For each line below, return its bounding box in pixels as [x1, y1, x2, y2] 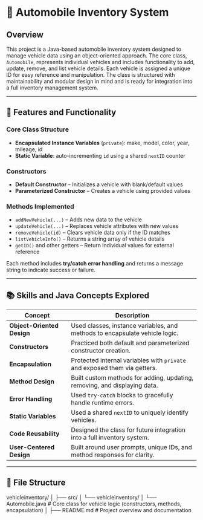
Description [115, 311, 150, 320]
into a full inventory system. [71, 434, 149, 442]
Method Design [9, 377, 54, 386]
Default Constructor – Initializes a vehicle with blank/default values [14, 181, 183, 188]
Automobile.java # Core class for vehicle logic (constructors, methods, [6, 500, 182, 507]
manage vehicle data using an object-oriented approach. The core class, [6, 52, 187, 59]
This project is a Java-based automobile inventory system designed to [6, 45, 182, 53]
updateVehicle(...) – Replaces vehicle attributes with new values [14, 223, 179, 230]
